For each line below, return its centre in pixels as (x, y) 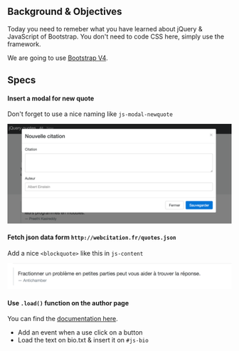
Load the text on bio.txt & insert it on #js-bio (83, 340)
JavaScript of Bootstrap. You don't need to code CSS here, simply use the (116, 36)
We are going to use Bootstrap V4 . (58, 58)
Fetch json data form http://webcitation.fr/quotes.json (92, 237)
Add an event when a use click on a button (80, 332)
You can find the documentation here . (63, 319)
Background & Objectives (65, 12)
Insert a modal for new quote (51, 98)
